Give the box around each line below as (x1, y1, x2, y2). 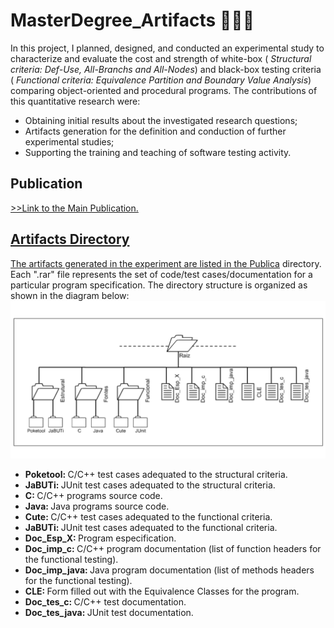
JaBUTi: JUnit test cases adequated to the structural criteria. (24, 479, 276, 491)
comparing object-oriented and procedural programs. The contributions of (10, 84, 318, 96)
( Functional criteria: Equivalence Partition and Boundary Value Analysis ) (10, 74, 312, 86)
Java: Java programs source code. (24, 500, 170, 512)
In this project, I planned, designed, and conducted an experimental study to (10, 42, 325, 54)
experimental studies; (24, 135, 115, 148)
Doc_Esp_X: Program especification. (24, 532, 177, 544)
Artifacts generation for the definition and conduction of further (24, 125, 287, 137)
